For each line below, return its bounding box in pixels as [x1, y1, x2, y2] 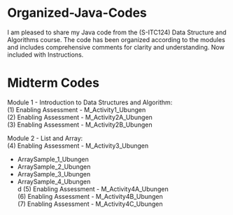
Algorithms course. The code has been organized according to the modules [7, 35, 225, 43]
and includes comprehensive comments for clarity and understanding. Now [7, 43, 225, 51]
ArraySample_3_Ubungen [17, 169, 91, 178]
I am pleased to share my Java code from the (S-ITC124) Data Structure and [7, 28, 227, 36]
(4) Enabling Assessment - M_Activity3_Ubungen [7, 141, 149, 150]
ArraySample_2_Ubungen [17, 162, 91, 171]
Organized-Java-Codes [7, 5, 147, 21]
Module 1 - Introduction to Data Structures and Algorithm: [7, 98, 173, 106]
